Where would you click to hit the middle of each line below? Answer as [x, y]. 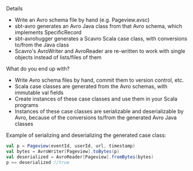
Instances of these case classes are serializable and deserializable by [99, 111]
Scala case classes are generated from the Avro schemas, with [91, 86]
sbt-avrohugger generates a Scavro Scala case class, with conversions [101, 38]
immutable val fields [39, 93]
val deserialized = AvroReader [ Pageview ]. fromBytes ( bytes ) [80, 157]
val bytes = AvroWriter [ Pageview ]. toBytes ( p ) [63, 151]
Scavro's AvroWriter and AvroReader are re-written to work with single [100, 51]
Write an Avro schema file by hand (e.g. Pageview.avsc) [82, 20]
